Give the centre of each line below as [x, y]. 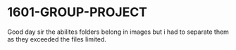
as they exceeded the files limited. [57, 39]
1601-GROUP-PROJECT [77, 12]
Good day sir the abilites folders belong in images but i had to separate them [118, 32]
